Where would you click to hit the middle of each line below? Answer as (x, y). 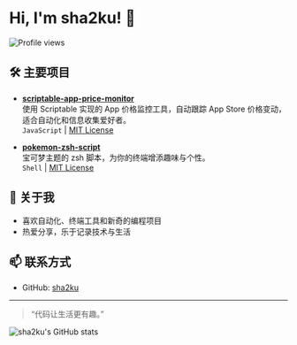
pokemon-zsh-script (61, 147)
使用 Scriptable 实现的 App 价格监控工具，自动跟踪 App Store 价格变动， (154, 109)
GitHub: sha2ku (50, 287)
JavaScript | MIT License (68, 130)
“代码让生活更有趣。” (67, 314)
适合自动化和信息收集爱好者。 (76, 119)
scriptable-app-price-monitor (78, 98)
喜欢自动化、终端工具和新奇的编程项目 (91, 220)
